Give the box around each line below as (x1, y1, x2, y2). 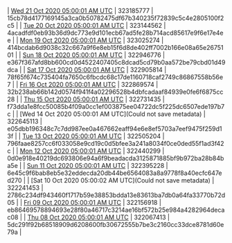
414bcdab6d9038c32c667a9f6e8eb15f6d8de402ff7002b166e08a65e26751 (7, 44, 224, 51)
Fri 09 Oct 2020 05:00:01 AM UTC (24, 199, 122, 206)
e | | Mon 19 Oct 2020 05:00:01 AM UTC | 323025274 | (7, 36, 164, 44)
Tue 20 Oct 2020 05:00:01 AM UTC (23, 22, 125, 29)
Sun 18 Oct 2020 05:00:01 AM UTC (22, 51, 123, 59)
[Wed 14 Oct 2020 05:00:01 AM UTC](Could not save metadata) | (19, 110, 206, 118)
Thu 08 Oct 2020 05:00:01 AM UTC (27, 213, 130, 221)
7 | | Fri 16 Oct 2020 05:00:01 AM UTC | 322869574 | (7, 81, 159, 88)
